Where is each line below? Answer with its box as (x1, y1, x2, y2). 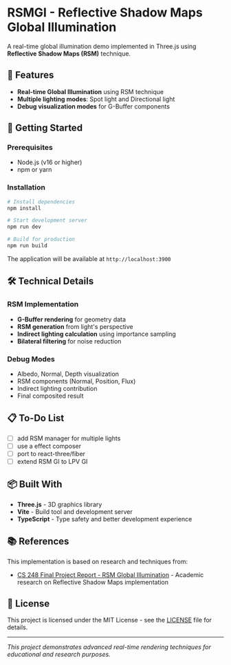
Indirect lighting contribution (16, 384, 98, 392)
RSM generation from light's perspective (16, 322, 133, 330)
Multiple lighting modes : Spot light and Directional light (16, 95, 175, 103)
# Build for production (7, 236, 76, 243)
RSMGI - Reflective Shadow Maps (7, 5, 203, 21)
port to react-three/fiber (16, 449, 86, 458)
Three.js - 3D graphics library (16, 500, 102, 508)
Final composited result (16, 392, 84, 400)
